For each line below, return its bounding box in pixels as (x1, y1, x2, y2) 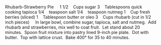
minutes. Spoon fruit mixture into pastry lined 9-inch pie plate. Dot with (5, 30, 149, 35)
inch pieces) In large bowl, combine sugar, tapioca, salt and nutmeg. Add (5, 19, 156, 25)
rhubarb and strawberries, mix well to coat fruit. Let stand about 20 (5, 24, 140, 30)
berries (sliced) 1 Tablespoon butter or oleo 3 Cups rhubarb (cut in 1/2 (5, 14, 151, 20)
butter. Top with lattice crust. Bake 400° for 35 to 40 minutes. (5, 34, 130, 40)
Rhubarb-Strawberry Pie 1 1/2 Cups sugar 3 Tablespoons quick (5, 4, 143, 10)
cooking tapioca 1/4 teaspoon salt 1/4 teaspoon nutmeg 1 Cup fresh (5, 9, 150, 15)
